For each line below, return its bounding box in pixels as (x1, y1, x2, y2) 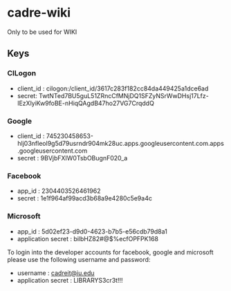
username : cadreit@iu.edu (17, 268, 95, 277)
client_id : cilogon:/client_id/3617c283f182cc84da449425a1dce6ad (17, 84, 209, 93)
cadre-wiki (7, 5, 71, 21)
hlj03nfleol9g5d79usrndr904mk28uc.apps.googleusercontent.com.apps (17, 139, 225, 147)
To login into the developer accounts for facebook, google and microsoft (7, 247, 214, 256)
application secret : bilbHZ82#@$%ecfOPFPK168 (17, 234, 159, 243)
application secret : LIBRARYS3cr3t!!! (17, 276, 123, 284)
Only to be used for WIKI (7, 28, 77, 36)
